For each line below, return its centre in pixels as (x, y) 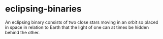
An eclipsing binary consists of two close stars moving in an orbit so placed (82, 22)
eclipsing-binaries (43, 9)
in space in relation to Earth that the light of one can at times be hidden (77, 27)
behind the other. (22, 32)
